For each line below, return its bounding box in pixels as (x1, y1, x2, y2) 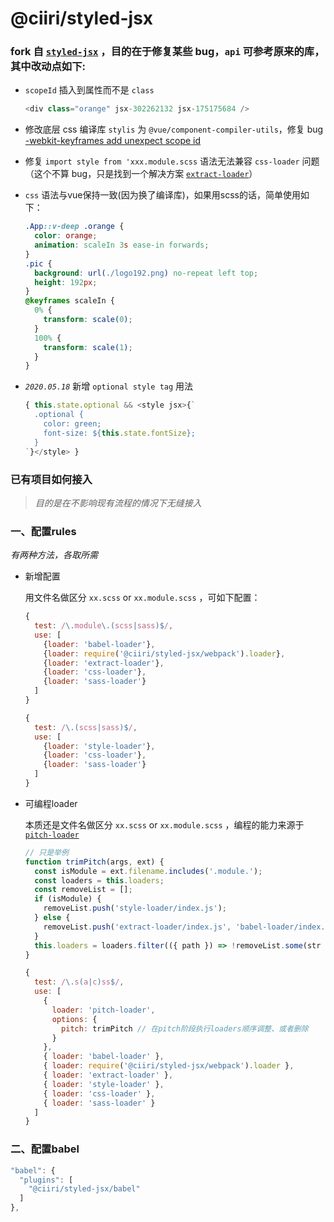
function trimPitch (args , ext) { (24, 857, 165, 867)
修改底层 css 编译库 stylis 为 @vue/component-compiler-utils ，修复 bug (24, 123, 324, 136)
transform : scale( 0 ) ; (43, 315, 133, 325)
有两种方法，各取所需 (10, 549, 98, 561)
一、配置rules (10, 524, 77, 538)
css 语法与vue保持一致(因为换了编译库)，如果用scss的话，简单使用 (24, 189, 301, 201)
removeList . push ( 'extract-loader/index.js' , (43, 922, 232, 932)
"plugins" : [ (19, 1175, 74, 1185)
